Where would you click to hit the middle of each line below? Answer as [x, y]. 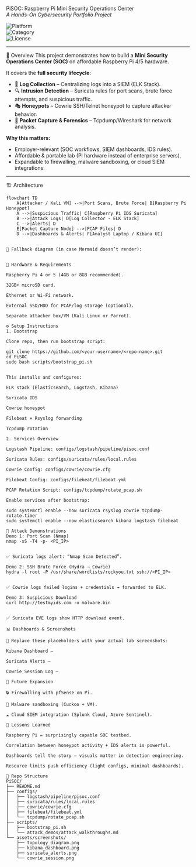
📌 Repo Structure [27, 776]
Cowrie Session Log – [32, 671]
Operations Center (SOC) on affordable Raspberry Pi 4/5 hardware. [87, 61]
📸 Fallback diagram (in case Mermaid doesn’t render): [74, 249]
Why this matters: [28, 138]
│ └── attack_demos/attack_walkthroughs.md [62, 832]
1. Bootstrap [22, 331]
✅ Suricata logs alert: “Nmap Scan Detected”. [64, 557]
